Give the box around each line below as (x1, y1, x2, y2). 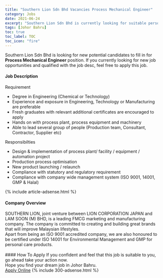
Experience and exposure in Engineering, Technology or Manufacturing (12, 98, 155, 104)
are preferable (12, 104, 41, 110)
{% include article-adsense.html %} (5, 189, 77, 195)
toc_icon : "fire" (5, 39, 40, 44)
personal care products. (5, 242, 53, 247)
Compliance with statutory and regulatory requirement (12, 169, 121, 175)
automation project (12, 153, 50, 159)
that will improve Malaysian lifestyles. (5, 226, 80, 232)
